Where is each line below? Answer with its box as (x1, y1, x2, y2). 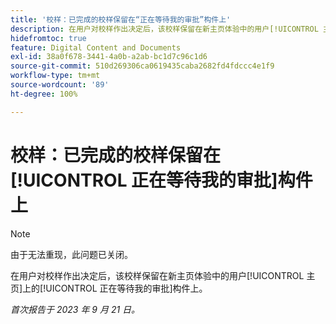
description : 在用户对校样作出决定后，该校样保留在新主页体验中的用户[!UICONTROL (10, 24, 319, 34)
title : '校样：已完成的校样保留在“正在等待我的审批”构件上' (10, 14, 232, 25)
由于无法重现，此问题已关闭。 (10, 248, 133, 260)
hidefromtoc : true (10, 33, 87, 43)
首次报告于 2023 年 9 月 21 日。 (10, 303, 141, 315)
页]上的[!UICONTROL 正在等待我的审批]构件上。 (10, 282, 208, 294)
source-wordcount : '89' (10, 80, 110, 90)
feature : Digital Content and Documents (10, 42, 182, 53)
